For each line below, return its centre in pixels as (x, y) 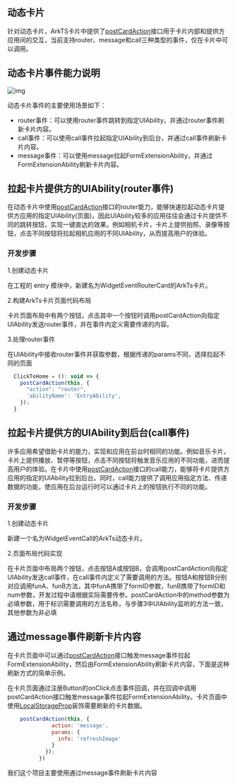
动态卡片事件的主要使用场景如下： (57, 105)
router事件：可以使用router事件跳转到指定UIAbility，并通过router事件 (118, 120)
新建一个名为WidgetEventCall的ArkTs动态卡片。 (77, 538)
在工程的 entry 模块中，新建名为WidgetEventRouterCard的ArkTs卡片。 (109, 285)
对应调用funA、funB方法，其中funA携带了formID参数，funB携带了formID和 (116, 586)
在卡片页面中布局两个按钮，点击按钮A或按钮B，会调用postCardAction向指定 (117, 569)
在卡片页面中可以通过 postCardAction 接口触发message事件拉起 (99, 655)
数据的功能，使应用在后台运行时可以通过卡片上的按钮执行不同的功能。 (109, 487)
